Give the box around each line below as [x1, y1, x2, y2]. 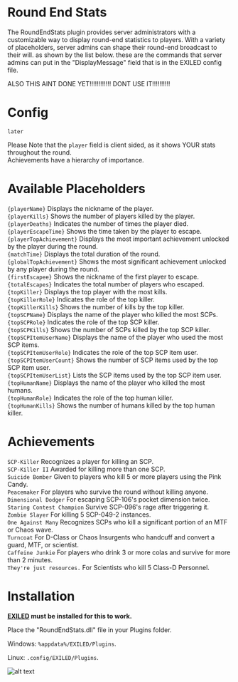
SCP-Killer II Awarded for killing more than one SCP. [7, 465, 166, 473]
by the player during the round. [7, 242, 98, 250]
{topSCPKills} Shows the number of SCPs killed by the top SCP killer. [7, 325, 211, 334]
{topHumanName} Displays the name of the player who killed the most [7, 378, 205, 387]
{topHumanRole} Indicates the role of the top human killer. [7, 393, 174, 402]
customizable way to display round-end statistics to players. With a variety [7, 35, 226, 43]
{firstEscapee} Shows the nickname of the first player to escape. [7, 272, 200, 281]
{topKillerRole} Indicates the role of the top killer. [7, 295, 155, 304]
